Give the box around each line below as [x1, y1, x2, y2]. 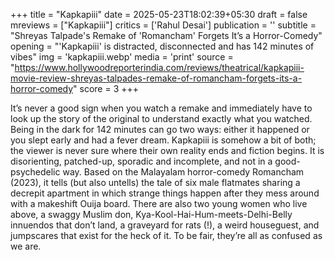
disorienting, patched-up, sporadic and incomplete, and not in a [10, 155, 273, 167]
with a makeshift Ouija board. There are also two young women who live [10, 198, 308, 209]
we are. [10, 240, 42, 252]
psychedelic [10, 166, 61, 178]
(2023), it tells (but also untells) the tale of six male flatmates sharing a [10, 177, 301, 188]
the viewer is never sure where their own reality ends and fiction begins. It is [10, 145, 325, 156]
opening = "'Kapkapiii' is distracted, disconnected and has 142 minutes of [10, 40, 315, 52]
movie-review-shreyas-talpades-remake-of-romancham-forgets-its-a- [10, 72, 303, 84]
